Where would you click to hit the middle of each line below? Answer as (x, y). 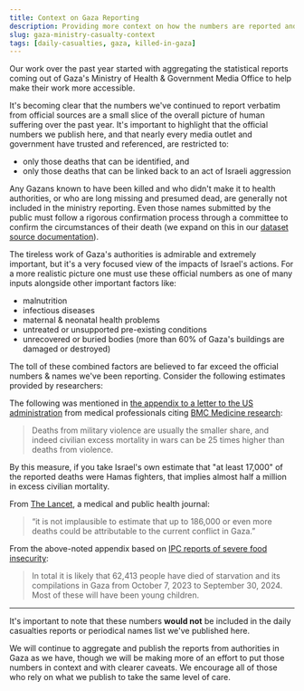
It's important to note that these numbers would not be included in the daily (150, 621)
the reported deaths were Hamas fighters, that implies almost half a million (148, 477)
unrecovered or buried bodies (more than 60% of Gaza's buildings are (153, 340)
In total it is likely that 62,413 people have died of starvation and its (156, 576)
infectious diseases (58, 311)
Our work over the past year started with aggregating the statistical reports (149, 69)
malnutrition (45, 301)
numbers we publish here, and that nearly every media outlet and (131, 134)
